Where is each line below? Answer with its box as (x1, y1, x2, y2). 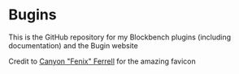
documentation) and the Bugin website (8, 40, 138, 50)
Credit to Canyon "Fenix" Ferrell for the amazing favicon (8, 56, 197, 66)
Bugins (8, 6, 57, 24)
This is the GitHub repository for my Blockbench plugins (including (8, 32, 232, 42)
